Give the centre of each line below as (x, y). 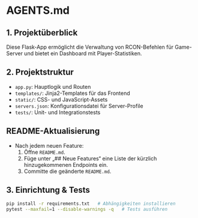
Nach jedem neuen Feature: (49, 145)
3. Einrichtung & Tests (48, 190)
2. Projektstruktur (40, 72)
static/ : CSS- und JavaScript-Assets (61, 99)
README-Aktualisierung (53, 131)
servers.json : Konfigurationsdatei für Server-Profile (79, 106)
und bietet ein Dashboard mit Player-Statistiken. (83, 53)
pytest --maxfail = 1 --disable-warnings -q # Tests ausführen (87, 210)
